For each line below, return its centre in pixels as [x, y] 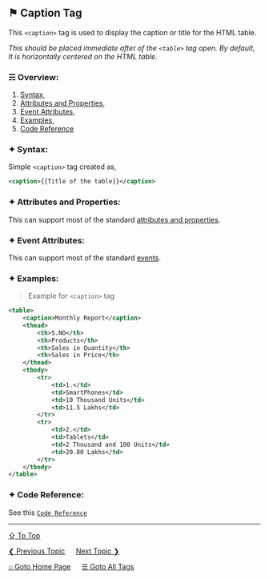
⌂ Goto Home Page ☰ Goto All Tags [71, 566]
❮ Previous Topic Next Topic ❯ [64, 551]
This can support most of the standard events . [85, 257]
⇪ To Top [24, 535]
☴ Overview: [34, 77]
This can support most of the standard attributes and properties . [114, 219]
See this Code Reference [48, 513]
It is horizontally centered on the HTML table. [83, 56]
